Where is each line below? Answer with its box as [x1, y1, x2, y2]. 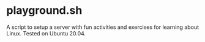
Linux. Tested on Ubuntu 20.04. [6, 29, 86, 37]
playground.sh [6, 4, 83, 17]
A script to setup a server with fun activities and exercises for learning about [6, 23, 199, 31]
